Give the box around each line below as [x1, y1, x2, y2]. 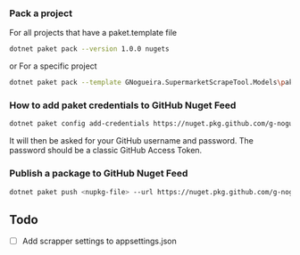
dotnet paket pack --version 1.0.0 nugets [9, 45, 170, 53]
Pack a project [9, 7, 73, 20]
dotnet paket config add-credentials [9, 119, 150, 128]
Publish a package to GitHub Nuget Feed [9, 168, 188, 180]
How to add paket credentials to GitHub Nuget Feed [9, 99, 237, 111]
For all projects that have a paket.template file [9, 28, 177, 38]
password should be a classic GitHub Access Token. [9, 145, 203, 156]
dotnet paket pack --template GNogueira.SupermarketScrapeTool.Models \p [9, 78, 286, 87]
